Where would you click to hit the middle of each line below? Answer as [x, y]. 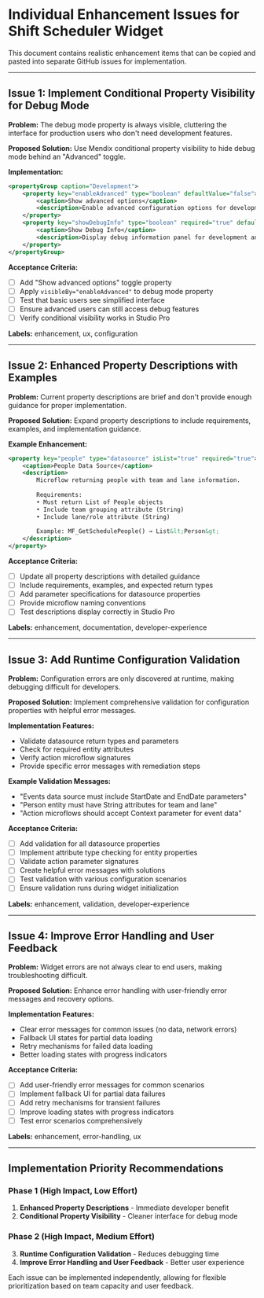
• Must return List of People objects [100, 502]
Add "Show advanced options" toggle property [95, 282]
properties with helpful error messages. [72, 711]
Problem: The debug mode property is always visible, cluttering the [117, 124]
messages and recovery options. [61, 999]
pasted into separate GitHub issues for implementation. [97, 61]
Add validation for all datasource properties [90, 844]
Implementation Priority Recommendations [116, 1169]
